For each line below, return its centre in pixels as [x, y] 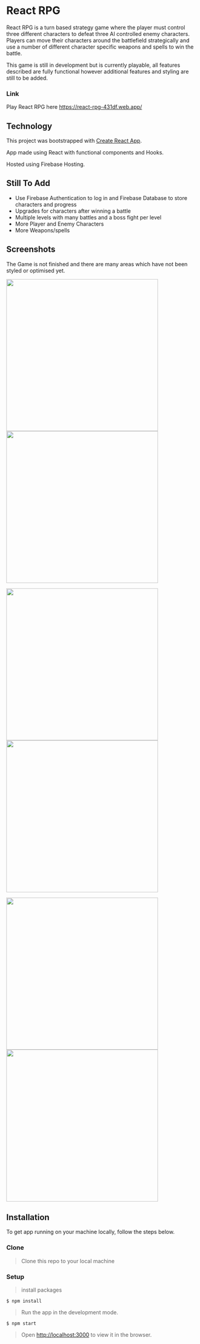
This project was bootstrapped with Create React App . [74, 141]
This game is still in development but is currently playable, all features [93, 65]
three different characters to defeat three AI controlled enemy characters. [98, 33]
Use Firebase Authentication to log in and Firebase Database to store [101, 198]
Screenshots [31, 250]
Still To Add [28, 183]
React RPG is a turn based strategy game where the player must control [96, 27]
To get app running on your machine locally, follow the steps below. [90, 1232]
